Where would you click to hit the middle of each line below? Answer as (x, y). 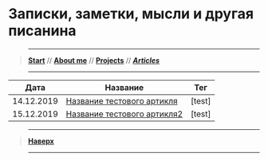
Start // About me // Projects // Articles (94, 60)
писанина (43, 31)
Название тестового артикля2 (124, 114)
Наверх (41, 141)
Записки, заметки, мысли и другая (131, 14)
